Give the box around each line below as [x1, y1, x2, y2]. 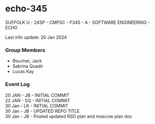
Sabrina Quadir [12, 63, 44, 69]
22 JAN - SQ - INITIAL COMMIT [5, 97, 71, 103]
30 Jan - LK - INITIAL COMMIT [5, 103, 69, 109]
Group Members [5, 47, 46, 54]
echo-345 [5, 3, 48, 14]
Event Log [5, 81, 30, 88]
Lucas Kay [12, 68, 34, 74]
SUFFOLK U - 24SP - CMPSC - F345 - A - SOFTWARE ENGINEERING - [5, 19, 150, 25]
